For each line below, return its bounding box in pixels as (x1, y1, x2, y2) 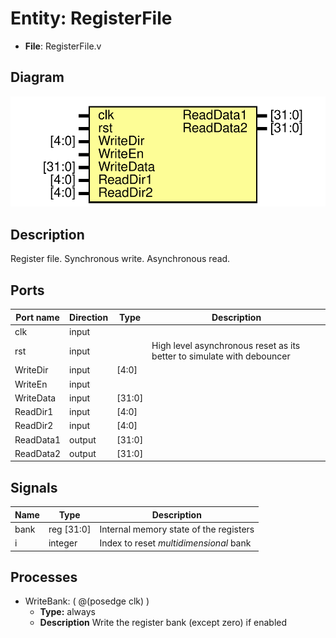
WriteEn (14, 378, 48, 390)
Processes (10, 568, 78, 586)
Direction (69, 311, 109, 323)
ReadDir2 (14, 420, 54, 432)
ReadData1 (14, 433, 62, 446)
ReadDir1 (14, 406, 54, 418)
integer (48, 537, 78, 549)
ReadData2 (14, 447, 62, 459)
